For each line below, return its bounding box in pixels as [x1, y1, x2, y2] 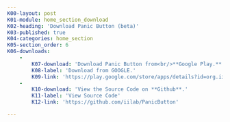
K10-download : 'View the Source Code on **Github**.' [31, 86, 188, 93]
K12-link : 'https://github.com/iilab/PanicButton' [31, 99, 179, 106]
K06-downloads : [7, 48, 51, 55]
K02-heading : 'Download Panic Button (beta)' [7, 22, 139, 29]
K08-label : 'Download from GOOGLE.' [31, 67, 136, 74]
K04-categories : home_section [7, 35, 94, 42]
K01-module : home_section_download [7, 16, 109, 23]
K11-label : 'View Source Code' [31, 93, 121, 100]
